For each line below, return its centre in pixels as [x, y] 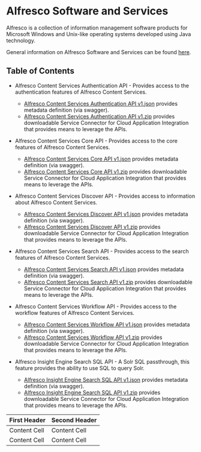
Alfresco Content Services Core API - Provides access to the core [96, 141]
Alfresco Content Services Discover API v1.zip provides [92, 227]
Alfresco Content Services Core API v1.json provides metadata [101, 159]
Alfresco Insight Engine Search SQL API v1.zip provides [92, 392]
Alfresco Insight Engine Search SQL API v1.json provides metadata [106, 379]
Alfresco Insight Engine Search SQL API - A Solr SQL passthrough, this [102, 361]
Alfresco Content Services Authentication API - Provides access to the [102, 85]
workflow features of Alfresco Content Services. [75, 313]
